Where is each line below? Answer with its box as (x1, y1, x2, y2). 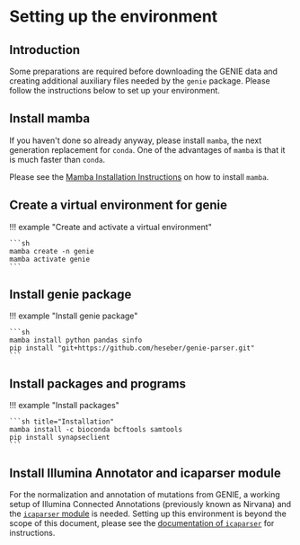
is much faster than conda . (9, 154, 106, 165)
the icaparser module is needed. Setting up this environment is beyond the (9, 508, 287, 519)
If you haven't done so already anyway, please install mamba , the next (9, 135, 262, 146)
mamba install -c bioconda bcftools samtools (9, 425, 182, 434)
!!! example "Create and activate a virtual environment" (9, 221, 213, 232)
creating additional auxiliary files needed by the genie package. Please (9, 76, 271, 86)
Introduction (9, 42, 81, 58)
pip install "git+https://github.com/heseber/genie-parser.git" (9, 344, 255, 353)
